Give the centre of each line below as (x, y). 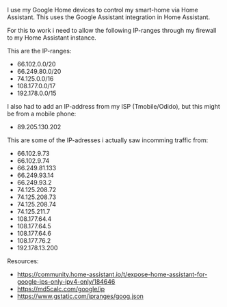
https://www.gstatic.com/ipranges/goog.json (80, 296)
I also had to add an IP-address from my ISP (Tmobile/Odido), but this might (114, 106)
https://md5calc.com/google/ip (61, 289)
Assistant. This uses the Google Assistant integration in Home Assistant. (109, 17)
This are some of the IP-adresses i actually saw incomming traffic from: (108, 140)
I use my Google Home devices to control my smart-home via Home (103, 10)
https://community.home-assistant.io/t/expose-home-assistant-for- (112, 274)
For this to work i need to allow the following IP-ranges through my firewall (112, 30)
